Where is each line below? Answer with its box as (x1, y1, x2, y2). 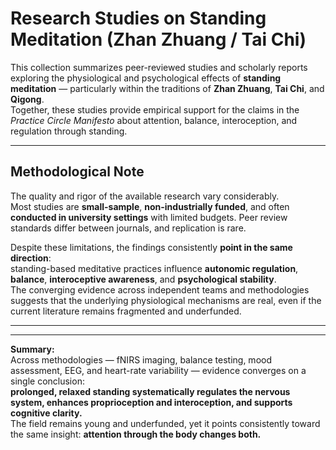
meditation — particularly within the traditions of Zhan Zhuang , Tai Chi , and (10, 82, 325, 94)
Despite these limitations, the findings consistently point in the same (10, 241, 293, 253)
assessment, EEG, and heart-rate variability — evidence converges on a (10, 364, 307, 376)
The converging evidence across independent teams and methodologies (10, 283, 310, 296)
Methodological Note (10, 163, 145, 181)
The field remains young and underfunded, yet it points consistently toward (10, 417, 321, 429)
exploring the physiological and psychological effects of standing (10, 72, 282, 84)
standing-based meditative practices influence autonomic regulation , (10, 262, 299, 274)
